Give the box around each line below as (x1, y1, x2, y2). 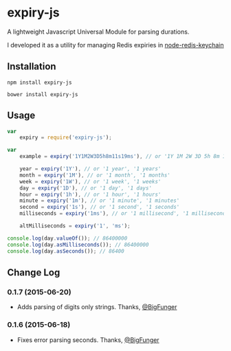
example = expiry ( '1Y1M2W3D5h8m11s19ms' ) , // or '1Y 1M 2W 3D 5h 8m (19, 153, 220, 160)
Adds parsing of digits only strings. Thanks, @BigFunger (16, 303, 177, 311)
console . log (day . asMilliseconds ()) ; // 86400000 (7, 241, 149, 248)
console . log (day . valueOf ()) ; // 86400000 (7, 235, 128, 242)
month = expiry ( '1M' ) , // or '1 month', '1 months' (19, 172, 170, 179)
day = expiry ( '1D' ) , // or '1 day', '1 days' (19, 184, 153, 192)
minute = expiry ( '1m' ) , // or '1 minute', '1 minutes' (19, 197, 180, 204)
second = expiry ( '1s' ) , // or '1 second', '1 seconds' (19, 204, 180, 211)
